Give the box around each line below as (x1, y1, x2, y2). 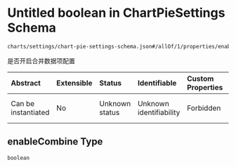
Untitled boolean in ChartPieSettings (7, 5, 225, 21)
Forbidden (187, 103, 221, 113)
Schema (7, 20, 56, 36)
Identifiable (137, 78, 177, 88)
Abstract (11, 78, 41, 88)
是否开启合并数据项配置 (7, 56, 75, 65)
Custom (187, 74, 214, 83)
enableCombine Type (7, 135, 103, 148)
